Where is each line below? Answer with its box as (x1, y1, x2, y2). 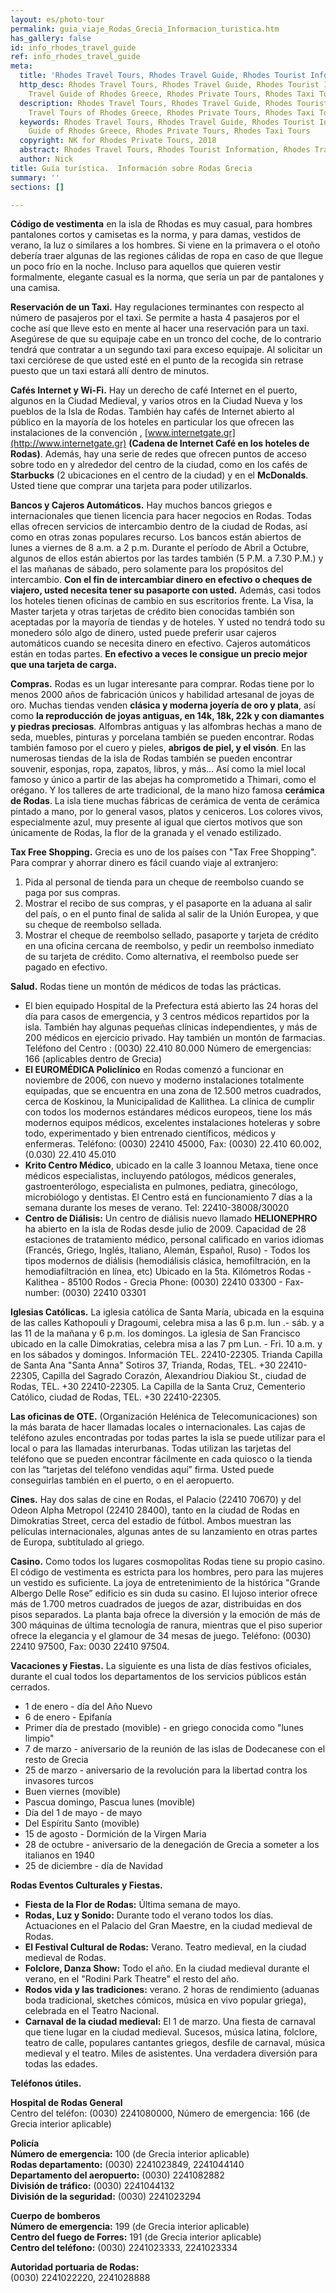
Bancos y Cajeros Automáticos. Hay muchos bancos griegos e (10, 499, 273, 511)
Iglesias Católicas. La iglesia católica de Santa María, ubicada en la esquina (10, 1306, 325, 1318)
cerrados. (10, 1681, 51, 1693)
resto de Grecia (24, 1754, 89, 1766)
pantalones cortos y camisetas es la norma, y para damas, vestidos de (10, 229, 302, 241)
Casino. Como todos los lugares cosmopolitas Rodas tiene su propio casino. (10, 1556, 326, 1568)
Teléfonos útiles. (10, 2077, 82, 2090)
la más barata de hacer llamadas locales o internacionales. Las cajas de (10, 1421, 306, 1433)
